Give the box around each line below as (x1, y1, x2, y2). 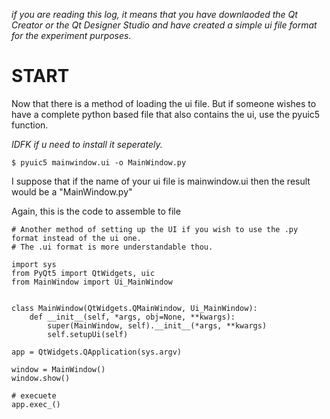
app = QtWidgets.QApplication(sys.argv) (11, 347, 183, 357)
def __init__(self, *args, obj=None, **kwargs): (29, 312, 236, 322)
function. (11, 119, 49, 131)
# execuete (11, 390, 57, 401)
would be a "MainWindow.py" (11, 185, 133, 198)
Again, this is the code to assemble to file (11, 205, 181, 217)
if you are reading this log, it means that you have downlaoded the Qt (11, 9, 298, 20)
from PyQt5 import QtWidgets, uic (11, 268, 156, 278)
